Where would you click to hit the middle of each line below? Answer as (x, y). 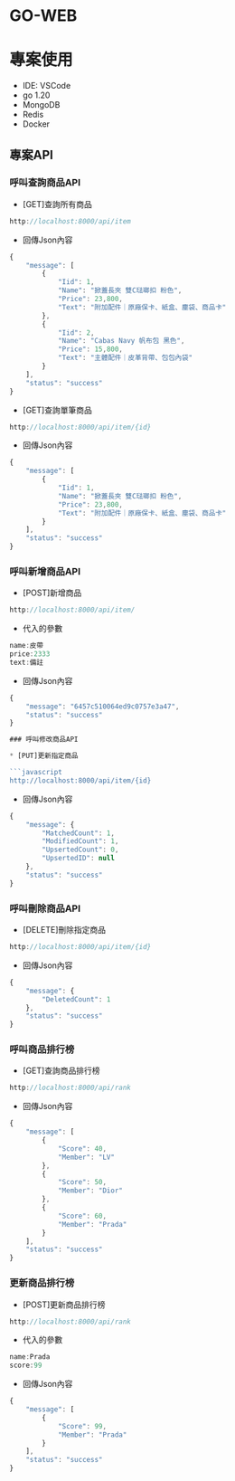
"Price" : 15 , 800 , (90, 349)
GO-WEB (43, 16)
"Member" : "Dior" (90, 1191)
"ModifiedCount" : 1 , (80, 841)
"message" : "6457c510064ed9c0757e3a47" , (103, 707)
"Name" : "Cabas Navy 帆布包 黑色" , (121, 341)
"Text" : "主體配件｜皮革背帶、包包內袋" (125, 358)
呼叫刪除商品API (45, 908)
